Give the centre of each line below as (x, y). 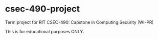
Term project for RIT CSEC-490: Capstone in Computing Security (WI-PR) (79, 22)
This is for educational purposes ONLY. (45, 31)
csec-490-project (43, 9)
